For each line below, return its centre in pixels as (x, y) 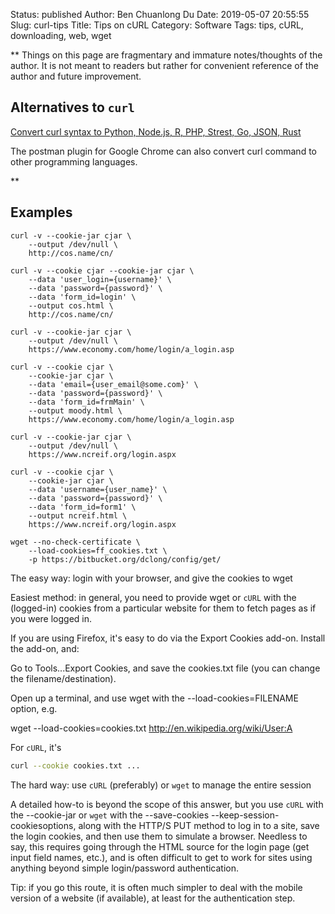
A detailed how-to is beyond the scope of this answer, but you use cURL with (167, 804)
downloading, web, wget (61, 35)
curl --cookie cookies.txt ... (75, 765)
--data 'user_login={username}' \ (100, 279)
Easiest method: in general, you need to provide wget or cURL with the (153, 597)
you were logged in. (51, 618)
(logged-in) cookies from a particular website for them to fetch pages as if (163, 608)
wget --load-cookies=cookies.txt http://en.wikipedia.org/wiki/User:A (151, 728)
